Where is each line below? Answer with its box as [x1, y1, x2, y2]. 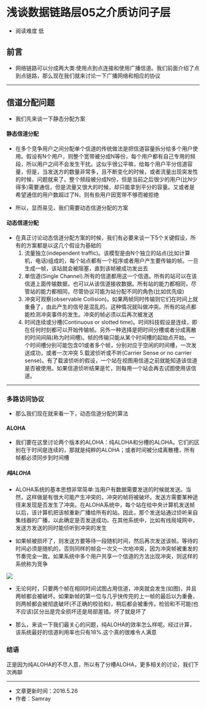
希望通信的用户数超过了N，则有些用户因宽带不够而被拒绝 [15, 191, 159, 198]
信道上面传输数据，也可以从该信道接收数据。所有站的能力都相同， [24, 280, 191, 287]
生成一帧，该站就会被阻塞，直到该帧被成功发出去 [24, 265, 148, 272]
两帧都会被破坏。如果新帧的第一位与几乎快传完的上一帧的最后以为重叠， [15, 593, 198, 600]
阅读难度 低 [15, 27, 44, 34]
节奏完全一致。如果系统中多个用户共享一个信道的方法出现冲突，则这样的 [15, 553, 198, 560]
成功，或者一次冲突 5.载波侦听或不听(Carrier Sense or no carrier [29, 349, 192, 356]
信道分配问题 [6, 98, 55, 108]
